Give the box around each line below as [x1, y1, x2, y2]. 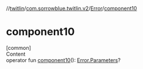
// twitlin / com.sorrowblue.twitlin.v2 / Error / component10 [6, 5, 137, 12]
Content [6, 50, 26, 57]
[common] [6, 44, 31, 51]
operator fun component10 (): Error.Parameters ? [6, 56, 121, 63]
